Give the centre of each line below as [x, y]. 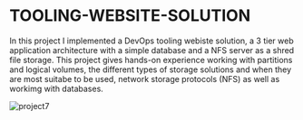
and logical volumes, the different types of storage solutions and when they [151, 69]
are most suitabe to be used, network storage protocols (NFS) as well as [145, 78]
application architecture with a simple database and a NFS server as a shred [152, 50]
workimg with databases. [57, 88]
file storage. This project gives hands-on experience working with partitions [151, 60]
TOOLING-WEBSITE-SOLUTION [130, 16]
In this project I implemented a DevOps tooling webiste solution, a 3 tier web [151, 41]
